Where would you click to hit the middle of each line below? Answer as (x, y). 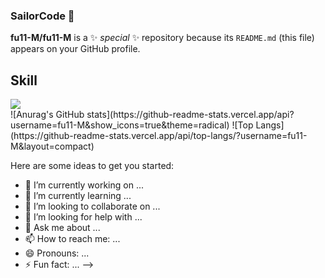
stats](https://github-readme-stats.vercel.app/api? (190, 115)
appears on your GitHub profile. (75, 49)
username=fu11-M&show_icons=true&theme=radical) (120, 125)
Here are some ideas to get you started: (92, 166)
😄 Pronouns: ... (57, 253)
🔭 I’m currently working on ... (84, 185)
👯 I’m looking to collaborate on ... (92, 206)
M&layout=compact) (52, 146)
